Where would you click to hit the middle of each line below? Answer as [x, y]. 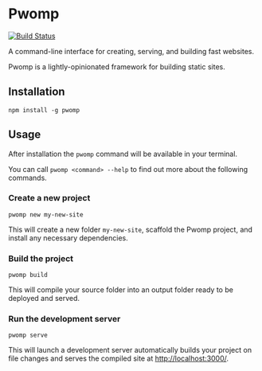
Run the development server [65, 319]
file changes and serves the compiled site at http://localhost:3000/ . [119, 358]
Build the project [41, 258]
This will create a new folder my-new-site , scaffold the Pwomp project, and [131, 229]
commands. [28, 178]
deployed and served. [44, 299]
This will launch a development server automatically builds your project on [130, 350]
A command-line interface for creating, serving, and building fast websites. [131, 51]
